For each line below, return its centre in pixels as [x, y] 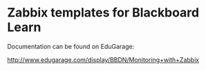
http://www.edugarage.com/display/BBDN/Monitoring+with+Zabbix [103, 59]
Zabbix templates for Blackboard [103, 13]
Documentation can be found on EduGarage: [71, 46]
